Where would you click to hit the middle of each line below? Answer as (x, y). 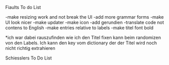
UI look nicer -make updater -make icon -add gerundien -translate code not (85, 22)
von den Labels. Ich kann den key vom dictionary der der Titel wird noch (81, 43)
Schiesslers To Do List (29, 58)
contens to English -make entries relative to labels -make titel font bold (79, 28)
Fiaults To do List (23, 7)
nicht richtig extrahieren (30, 48)
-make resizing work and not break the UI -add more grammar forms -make (84, 17)
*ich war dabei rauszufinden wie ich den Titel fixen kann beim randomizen (83, 38)
